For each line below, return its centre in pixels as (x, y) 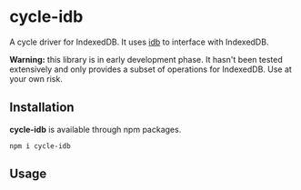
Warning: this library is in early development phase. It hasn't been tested (146, 59)
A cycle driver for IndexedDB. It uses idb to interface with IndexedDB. (139, 42)
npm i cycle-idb (40, 146)
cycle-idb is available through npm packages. (95, 129)
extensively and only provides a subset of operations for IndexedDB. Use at (151, 69)
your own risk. (36, 78)
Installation (42, 108)
